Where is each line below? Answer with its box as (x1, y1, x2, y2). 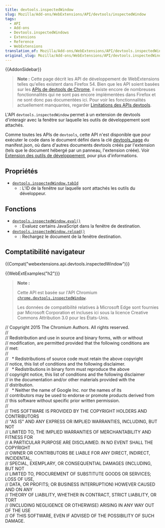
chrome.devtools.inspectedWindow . (17, 295, 87, 300)
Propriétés (5, 167, 38, 175)
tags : (5, 16, 16, 21)
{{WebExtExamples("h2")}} (5, 270, 60, 276)
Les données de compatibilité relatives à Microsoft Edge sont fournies (17, 304, 159, 310)
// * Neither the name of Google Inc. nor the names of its (5, 387, 122, 393)
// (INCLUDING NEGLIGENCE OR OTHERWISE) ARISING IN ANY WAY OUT (5, 502, 155, 508)
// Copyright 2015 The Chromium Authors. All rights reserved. (5, 324, 130, 330)
